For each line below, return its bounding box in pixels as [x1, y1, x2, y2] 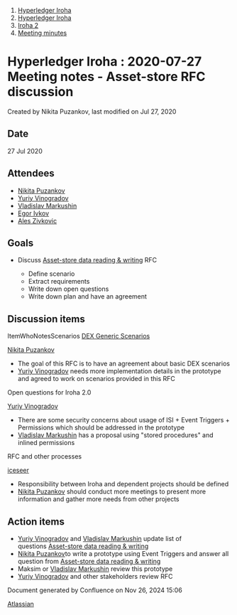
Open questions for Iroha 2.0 [7, 388, 92, 397]
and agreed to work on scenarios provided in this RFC [17, 375, 175, 383]
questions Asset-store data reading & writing [17, 542, 149, 550]
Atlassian [7, 600, 34, 608]
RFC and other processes [7, 452, 82, 461]
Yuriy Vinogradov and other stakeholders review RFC [17, 572, 173, 580]
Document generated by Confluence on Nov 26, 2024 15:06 [7, 586, 182, 594]
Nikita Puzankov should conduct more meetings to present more [17, 487, 206, 496]
